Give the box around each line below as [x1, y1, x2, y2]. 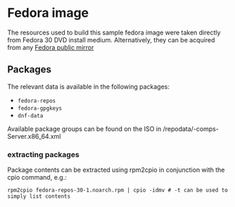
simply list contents [7, 193, 71, 200]
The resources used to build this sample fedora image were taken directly [7, 28, 221, 37]
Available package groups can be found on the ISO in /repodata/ [7, 125, 193, 133]
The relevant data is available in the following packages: [7, 82, 170, 91]
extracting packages [7, 149, 80, 159]
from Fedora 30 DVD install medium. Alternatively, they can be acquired [7, 35, 215, 44]
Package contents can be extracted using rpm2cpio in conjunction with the [7, 165, 225, 174]
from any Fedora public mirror [7, 43, 94, 51]
